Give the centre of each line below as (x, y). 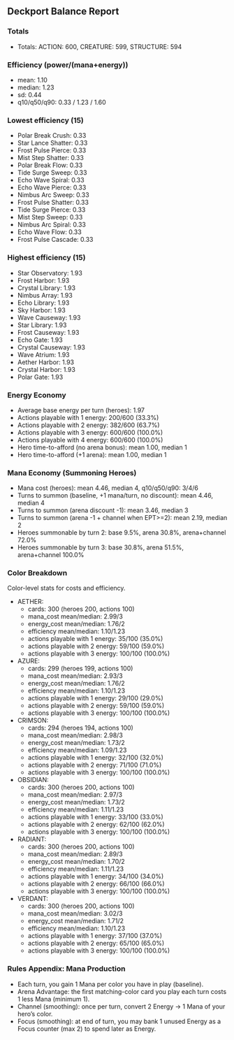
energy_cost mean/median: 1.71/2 (76, 921)
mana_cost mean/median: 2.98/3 (75, 735)
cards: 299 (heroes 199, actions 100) (80, 669)
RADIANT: (32, 839)
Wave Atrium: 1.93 (43, 354)
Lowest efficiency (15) (45, 120)
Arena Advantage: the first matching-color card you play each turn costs (122, 991)
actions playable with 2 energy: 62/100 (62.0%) (96, 825)
